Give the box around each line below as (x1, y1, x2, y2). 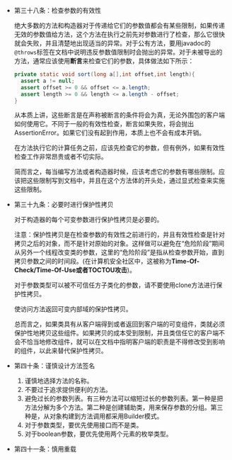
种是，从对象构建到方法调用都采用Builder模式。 (24, 412, 163, 420)
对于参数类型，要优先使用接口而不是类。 (24, 421, 143, 430)
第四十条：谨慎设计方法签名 (13, 361, 95, 370)
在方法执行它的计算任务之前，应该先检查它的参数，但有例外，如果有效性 (13, 144, 225, 152)
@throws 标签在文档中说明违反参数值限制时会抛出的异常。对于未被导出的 (13, 48, 223, 56)
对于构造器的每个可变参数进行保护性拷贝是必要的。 (13, 215, 163, 224)
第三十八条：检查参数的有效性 (13, 6, 101, 14)
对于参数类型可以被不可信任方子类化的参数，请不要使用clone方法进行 (13, 281, 217, 289)
